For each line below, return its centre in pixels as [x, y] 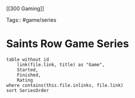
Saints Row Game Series [67, 44]
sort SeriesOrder [28, 90]
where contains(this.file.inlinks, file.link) [65, 85]
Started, [28, 70]
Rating [25, 80]
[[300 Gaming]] [25, 9]
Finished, [29, 75]
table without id [28, 59]
